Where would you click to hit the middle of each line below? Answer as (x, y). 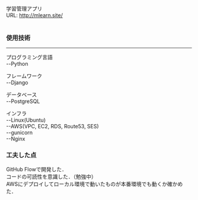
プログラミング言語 (29, 57)
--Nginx (16, 139)
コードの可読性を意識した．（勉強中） (51, 176)
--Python (17, 64)
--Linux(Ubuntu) (26, 120)
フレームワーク (24, 76)
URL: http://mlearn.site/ (34, 15)
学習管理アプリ (24, 9)
